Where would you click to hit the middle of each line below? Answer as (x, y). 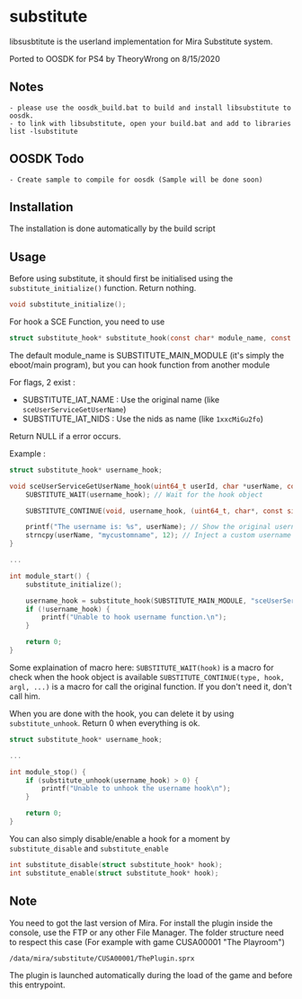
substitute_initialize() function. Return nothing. (103, 288)
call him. (25, 696)
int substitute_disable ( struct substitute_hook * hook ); (116, 864)
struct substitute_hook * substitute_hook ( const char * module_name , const (151, 339)
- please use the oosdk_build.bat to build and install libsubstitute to (151, 108)
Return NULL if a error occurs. (65, 436)
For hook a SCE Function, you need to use (87, 322)
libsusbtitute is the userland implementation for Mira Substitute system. (141, 41)
